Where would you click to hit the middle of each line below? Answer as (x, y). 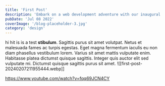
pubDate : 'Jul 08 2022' (30, 19)
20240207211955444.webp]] (35, 69)
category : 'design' (25, 28)
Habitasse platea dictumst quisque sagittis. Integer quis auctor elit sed (77, 58)
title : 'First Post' (27, 10)
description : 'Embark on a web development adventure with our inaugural (83, 14)
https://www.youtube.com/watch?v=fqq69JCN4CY (57, 79)
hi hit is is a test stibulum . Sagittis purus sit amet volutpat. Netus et (74, 42)
